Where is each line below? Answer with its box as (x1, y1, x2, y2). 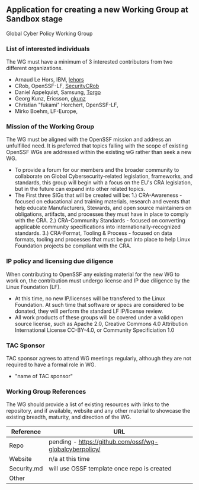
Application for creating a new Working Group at (6, 5, 188, 15)
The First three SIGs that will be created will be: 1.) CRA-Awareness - (14, 191, 182, 199)
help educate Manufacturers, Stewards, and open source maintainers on (14, 205, 192, 212)
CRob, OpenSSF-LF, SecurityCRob (14, 83, 99, 90)
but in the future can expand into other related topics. (14, 186, 146, 193)
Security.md (9, 464, 43, 473)
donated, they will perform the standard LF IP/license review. (14, 307, 163, 315)
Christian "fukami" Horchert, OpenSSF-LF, (14, 101, 118, 109)
